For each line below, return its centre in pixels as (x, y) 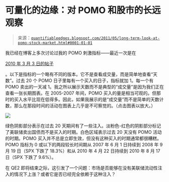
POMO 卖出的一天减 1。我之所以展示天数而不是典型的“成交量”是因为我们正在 (84, 86)
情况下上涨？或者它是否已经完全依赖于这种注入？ (65, 174)
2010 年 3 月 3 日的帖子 (30, 63)
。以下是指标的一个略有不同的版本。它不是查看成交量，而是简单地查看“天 (81, 74)
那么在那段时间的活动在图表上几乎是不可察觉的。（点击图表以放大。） (84, 106)
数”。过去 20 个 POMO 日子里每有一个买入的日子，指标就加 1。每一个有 (79, 80)
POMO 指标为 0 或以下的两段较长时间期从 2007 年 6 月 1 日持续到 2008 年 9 (84, 144)
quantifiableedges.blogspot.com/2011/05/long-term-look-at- (95, 38)
